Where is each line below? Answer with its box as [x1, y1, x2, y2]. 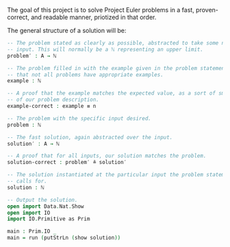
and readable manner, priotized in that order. [30, 13, 157, 21]
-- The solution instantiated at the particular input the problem [7, 172, 204, 178]
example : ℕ [7, 78, 41, 84]
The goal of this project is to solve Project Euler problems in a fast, [7, 6, 195, 14]
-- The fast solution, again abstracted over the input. [7, 134, 173, 141]
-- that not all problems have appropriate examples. [7, 71, 164, 78]
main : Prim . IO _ [7, 228, 57, 235]
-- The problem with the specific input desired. [7, 115, 152, 122]
